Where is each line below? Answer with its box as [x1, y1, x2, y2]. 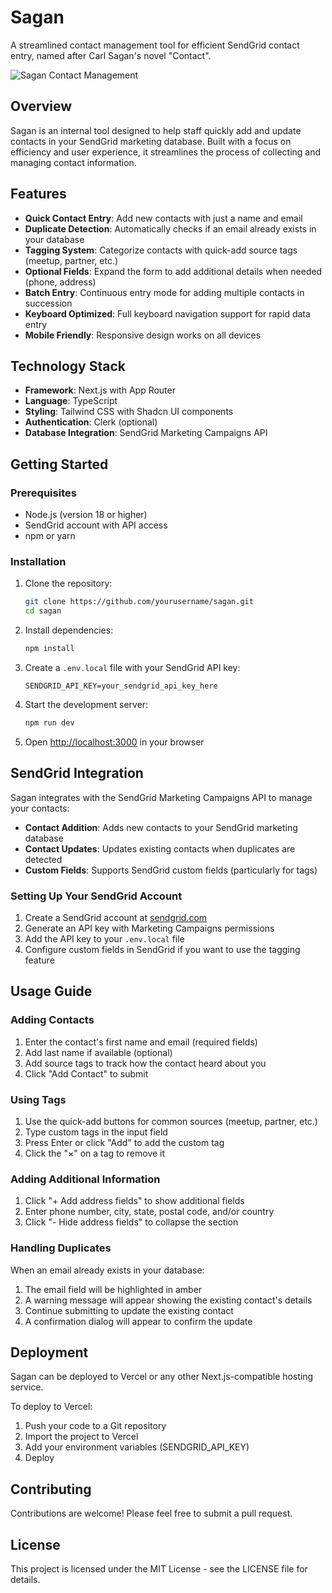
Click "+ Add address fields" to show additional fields [24, 1195, 245, 1207]
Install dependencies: [24, 624, 114, 636]
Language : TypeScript [24, 395, 118, 407]
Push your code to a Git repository [24, 1420, 167, 1432]
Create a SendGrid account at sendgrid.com [24, 911, 208, 923]
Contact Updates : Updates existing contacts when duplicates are [24, 842, 296, 855]
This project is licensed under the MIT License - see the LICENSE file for [10, 1562, 308, 1575]
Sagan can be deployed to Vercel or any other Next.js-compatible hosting [10, 1371, 314, 1383]
